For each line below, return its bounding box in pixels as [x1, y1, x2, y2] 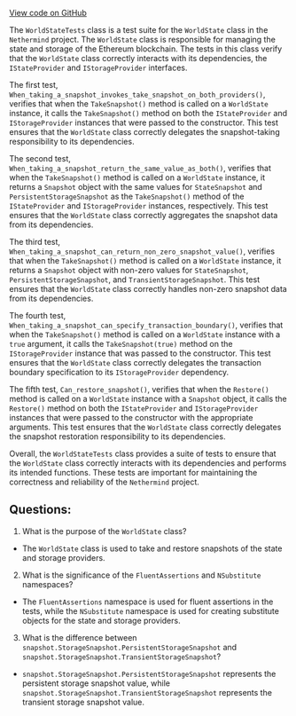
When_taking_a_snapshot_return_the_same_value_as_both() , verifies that [9, 163, 272, 173]
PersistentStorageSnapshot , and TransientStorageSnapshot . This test [9, 274, 261, 285]
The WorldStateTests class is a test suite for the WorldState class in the [9, 25, 269, 35]
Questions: [9, 502, 72, 517]
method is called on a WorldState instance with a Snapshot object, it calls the [9, 394, 287, 404]
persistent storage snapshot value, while [21, 678, 171, 688]
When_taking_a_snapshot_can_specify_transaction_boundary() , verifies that [9, 319, 284, 330]
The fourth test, [9, 311, 66, 320]
